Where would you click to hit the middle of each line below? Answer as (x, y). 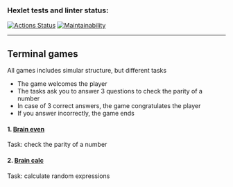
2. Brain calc (25, 160)
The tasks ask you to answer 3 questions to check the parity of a (110, 91)
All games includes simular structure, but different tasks (87, 71)
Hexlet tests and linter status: (58, 10)
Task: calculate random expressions (59, 176)
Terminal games (43, 54)
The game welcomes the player (62, 84)
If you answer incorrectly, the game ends (76, 114)
